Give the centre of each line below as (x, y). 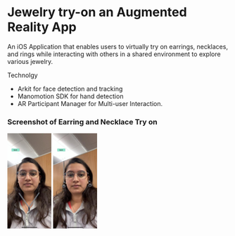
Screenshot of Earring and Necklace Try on (82, 122)
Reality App (42, 27)
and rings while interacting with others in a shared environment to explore (114, 54)
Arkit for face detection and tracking (70, 88)
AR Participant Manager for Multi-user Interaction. (90, 103)
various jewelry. (30, 61)
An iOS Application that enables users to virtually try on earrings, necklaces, (118, 46)
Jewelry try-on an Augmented (97, 12)
